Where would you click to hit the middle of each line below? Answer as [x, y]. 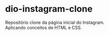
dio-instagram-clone [49, 9]
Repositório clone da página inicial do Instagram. [55, 22]
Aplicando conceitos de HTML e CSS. [44, 27]
